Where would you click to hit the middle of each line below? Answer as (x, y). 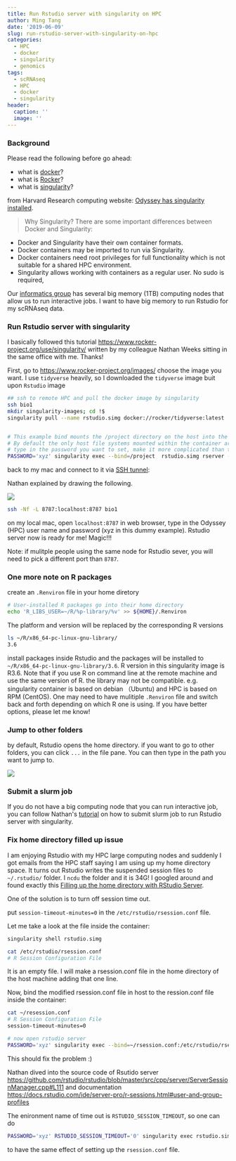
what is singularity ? (45, 186)
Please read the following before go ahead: (70, 158)
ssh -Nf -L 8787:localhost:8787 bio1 (63, 510)
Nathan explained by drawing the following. (70, 484)
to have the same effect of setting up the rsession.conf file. (94, 1149)
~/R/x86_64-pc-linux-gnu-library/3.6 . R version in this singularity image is (116, 666)
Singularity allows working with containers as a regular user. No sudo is (121, 272)
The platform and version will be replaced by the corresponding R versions (115, 625)
